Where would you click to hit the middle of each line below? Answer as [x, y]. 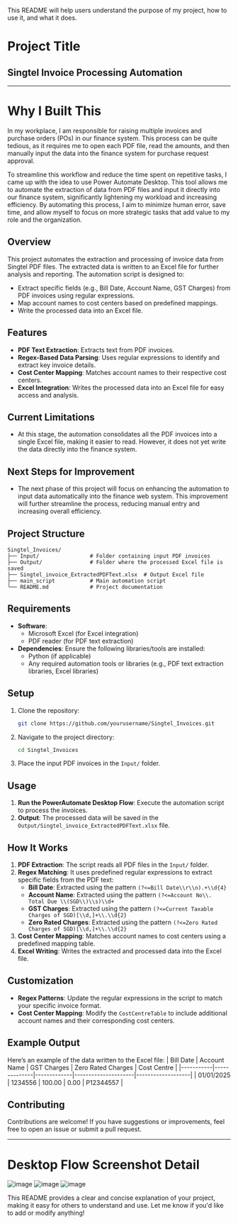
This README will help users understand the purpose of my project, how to [117, 10]
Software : [32, 626]
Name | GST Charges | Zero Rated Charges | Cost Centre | [92, 1067]
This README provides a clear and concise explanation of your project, [112, 1198]
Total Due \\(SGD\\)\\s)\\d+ [71, 902]
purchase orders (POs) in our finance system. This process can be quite [113, 138]
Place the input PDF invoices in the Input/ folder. [89, 763]
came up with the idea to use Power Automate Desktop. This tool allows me [118, 182]
